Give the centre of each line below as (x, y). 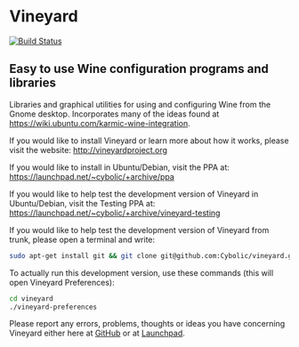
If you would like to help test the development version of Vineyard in (134, 194)
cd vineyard (31, 299)
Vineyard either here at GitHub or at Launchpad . (97, 333)
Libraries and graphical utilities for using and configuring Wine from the (140, 104)
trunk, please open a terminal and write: (82, 239)
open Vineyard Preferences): (62, 282)
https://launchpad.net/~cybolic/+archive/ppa (92, 176)
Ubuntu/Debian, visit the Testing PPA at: (82, 203)
